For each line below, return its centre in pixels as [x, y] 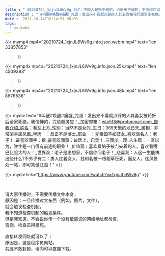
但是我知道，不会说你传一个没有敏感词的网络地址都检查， [63, 219]
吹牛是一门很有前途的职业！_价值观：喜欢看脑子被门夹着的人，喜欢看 [83, 146]
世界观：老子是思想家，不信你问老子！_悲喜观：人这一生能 [96, 153]
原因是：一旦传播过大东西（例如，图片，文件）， [54, 200]
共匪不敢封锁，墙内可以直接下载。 [40, 249]
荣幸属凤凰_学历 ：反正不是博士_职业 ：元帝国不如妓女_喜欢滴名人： [81, 134]
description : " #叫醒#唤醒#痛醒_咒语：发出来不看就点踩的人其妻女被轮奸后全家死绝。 [84, 14]
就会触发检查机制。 [25, 207]
